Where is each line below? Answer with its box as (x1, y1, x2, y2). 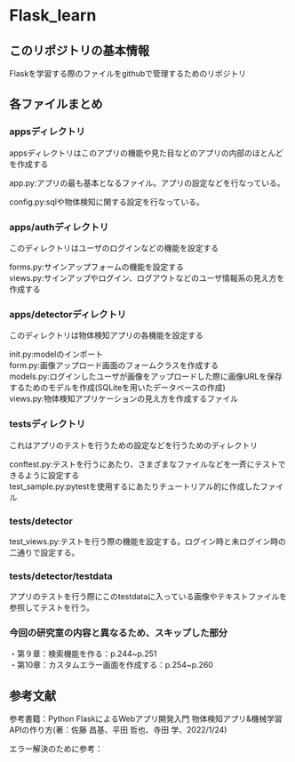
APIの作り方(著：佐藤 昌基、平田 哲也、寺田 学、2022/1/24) (9, 725, 227, 735)
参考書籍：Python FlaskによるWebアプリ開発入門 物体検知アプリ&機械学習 (9, 713, 283, 725)
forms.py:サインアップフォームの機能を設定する (9, 261, 185, 272)
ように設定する (24, 469, 80, 480)
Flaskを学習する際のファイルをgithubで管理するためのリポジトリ (9, 68, 247, 78)
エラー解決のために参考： (9, 743, 103, 754)
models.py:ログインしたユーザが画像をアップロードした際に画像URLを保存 (9, 371, 283, 382)
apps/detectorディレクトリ (9, 308, 127, 320)
